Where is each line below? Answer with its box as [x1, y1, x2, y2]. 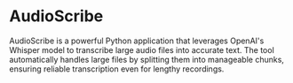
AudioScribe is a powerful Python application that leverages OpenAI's [9, 35, 265, 46]
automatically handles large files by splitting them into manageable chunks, [9, 54, 284, 64]
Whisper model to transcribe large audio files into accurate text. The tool [9, 44, 275, 55]
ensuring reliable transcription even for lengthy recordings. [9, 64, 225, 74]
